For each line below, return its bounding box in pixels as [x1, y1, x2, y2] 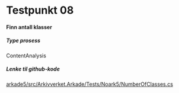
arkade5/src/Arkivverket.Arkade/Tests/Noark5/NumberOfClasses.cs [6, 81, 174, 88]
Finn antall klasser [6, 23, 52, 30]
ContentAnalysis [6, 52, 46, 59]
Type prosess [6, 37, 40, 44]
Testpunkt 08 [6, 4, 74, 17]
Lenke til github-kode [6, 66, 60, 73]
